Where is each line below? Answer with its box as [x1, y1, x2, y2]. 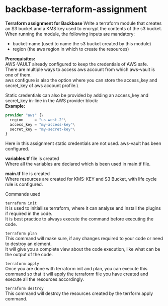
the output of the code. [5, 252, 53, 258]
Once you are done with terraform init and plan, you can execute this [5, 266, 147, 272]
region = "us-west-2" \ [10, 117, 66, 122]
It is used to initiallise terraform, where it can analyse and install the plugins [5, 205, 161, 211]
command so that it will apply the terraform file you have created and [5, 271, 148, 277]
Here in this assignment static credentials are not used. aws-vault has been [5, 140, 161, 146]
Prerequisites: [5, 55, 36, 61]
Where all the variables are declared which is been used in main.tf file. [5, 161, 151, 167]
